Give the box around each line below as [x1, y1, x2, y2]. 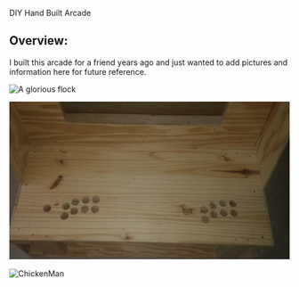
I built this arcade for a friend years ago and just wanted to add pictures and [9, 57, 288, 68]
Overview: [9, 33, 69, 48]
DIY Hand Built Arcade [9, 8, 92, 18]
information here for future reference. [9, 66, 147, 77]
